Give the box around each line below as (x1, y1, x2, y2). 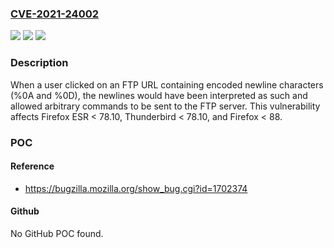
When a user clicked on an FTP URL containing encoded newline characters (10, 78, 324, 91)
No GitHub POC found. (10, 227, 104, 239)
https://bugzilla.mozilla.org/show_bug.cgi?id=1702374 (24, 182, 248, 194)
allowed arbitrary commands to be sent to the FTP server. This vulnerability (10, 100, 321, 112)
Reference (10, 160, 55, 172)
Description (10, 56, 69, 70)
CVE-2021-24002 (10, 7, 100, 21)
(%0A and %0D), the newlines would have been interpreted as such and (10, 89, 308, 101)
